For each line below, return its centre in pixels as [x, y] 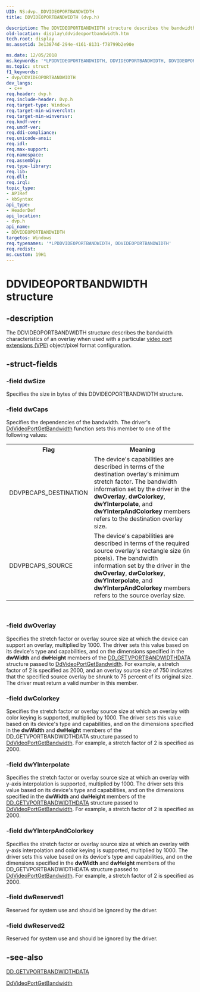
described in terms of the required [141, 543]
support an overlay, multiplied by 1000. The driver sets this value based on [98, 645]
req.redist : [21, 249]
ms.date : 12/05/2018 [32, 55]
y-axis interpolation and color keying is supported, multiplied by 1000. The [97, 850]
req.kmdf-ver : [24, 122]
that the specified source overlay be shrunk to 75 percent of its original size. [100, 677]
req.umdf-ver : [24, 127]
